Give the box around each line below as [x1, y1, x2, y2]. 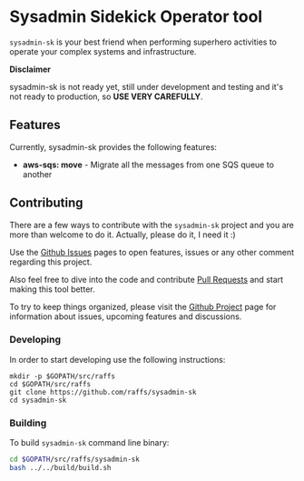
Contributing [9, 195, 83, 211]
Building [9, 416, 47, 429]
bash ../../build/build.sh [9, 464, 112, 473]
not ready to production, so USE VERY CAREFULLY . [9, 91, 203, 102]
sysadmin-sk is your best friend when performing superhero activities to [9, 36, 277, 47]
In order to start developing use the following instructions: [9, 354, 226, 365]
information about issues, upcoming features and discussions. [9, 311, 242, 322]
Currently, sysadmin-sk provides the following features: [9, 141, 218, 152]
